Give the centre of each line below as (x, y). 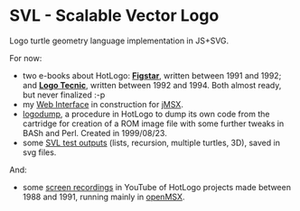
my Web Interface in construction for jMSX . (103, 104)
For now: (26, 58)
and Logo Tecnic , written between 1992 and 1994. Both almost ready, (152, 85)
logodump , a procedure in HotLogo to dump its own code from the (146, 114)
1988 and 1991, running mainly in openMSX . (103, 197)
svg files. (39, 152)
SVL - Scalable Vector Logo (114, 16)
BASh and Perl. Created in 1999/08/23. (94, 133)
